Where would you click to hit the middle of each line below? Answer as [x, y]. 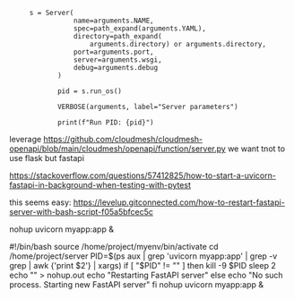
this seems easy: [40, 202]
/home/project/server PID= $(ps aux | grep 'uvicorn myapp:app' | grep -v [143, 256]
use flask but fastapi [47, 158]
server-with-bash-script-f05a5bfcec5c [82, 212]
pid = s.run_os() [90, 91]
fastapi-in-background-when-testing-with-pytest [100, 185]
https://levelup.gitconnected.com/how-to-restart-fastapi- [179, 202]
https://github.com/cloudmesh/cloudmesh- [123, 139]
